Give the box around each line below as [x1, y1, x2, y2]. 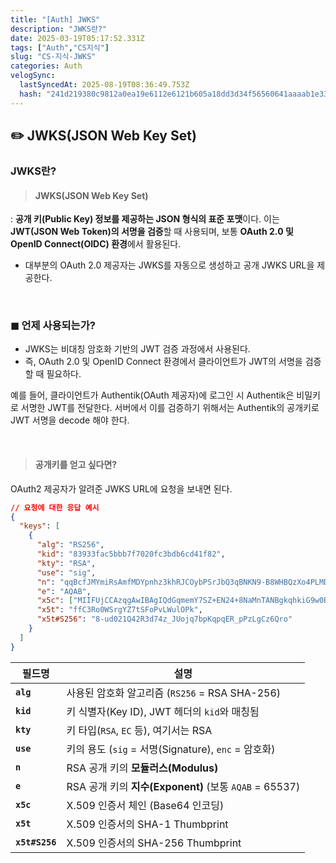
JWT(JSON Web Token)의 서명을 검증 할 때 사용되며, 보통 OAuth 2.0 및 [10, 226, 294, 238]
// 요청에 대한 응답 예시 [10, 502, 100, 513]
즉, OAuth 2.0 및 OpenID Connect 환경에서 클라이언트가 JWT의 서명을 [24, 356, 303, 368]
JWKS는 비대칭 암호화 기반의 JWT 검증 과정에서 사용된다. [24, 343, 251, 355]
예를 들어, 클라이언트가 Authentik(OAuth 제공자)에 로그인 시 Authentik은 [10, 389, 295, 401]
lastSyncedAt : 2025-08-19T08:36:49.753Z [19, 80, 190, 90]
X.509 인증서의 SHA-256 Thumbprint [66, 836, 242, 850]
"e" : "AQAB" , [36, 586, 92, 596]
